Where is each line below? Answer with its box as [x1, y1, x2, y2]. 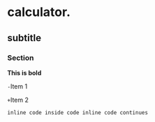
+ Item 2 [7, 96, 29, 104]
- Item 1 [7, 82, 28, 91]
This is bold [7, 68, 42, 77]
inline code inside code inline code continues [7, 109, 149, 116]
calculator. [7, 4, 71, 20]
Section [7, 53, 34, 63]
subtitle [7, 32, 42, 44]
